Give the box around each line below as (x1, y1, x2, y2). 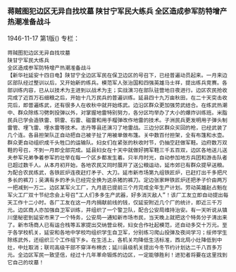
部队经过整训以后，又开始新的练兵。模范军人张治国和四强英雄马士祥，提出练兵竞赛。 (12, 80, 223, 87)
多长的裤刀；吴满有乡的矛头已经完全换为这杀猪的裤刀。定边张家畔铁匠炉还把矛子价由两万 (7, 177, 228, 184)
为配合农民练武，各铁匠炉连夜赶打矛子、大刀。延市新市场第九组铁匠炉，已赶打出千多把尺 (7, 169, 228, 177)
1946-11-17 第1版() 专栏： (7, 34, 80, 43)
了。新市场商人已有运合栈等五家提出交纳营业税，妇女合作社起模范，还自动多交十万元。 (7, 222, 223, 229)
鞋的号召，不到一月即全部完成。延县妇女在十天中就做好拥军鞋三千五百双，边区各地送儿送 (7, 147, 228, 154)
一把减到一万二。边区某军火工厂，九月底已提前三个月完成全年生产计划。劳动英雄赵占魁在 (7, 185, 228, 192)
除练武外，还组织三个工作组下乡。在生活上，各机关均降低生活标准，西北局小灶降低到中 (7, 237, 223, 244)
